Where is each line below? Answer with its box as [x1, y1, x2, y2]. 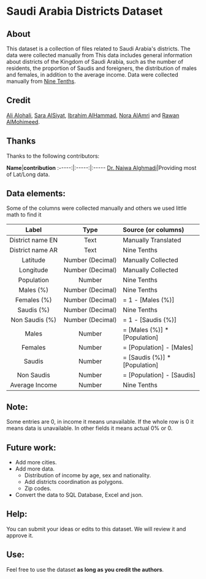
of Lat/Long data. [6, 171, 50, 178]
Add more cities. [15, 459, 57, 466]
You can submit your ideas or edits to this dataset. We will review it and [6, 525, 186, 532]
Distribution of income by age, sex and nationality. [24, 472, 151, 479]
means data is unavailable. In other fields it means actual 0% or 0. [6, 424, 173, 432]
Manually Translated [122, 236, 181, 245]
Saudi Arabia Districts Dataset [6, 4, 163, 18]
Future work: [6, 442, 56, 453]
